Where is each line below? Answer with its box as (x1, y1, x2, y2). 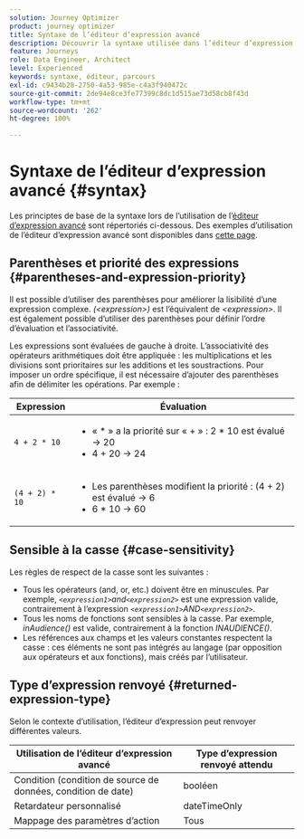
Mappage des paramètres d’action (14, 814, 160, 826)
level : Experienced (9, 64, 83, 73)
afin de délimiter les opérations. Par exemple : (9, 378, 181, 389)
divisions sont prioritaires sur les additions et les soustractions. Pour (9, 359, 264, 370)
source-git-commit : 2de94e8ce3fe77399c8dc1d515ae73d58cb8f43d (9, 89, 249, 98)
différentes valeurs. (9, 725, 82, 736)
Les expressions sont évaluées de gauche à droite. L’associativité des (9, 340, 270, 351)
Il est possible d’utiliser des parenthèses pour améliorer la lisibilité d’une (9, 293, 278, 304)
